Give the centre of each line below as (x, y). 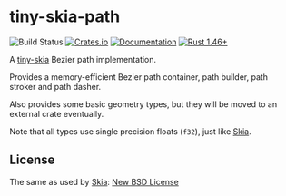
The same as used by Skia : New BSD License (94, 181)
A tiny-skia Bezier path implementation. (83, 59)
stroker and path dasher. (55, 86)
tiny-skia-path (65, 17)
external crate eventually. (57, 113)
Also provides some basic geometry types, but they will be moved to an (143, 104)
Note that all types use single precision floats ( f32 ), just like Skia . (130, 131)
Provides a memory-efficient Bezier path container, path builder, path (139, 77)
